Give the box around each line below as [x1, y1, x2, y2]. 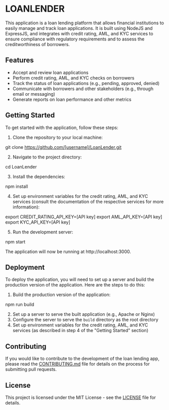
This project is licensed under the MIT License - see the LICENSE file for [5, 394, 156, 400]
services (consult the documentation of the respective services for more [12, 198, 164, 204]
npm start [5, 238, 26, 244]
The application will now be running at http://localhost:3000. [5, 249, 132, 255]
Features [5, 56, 34, 65]
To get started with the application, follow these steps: [5, 125, 119, 131]
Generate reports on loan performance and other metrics [12, 96, 132, 102]
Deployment [5, 263, 45, 271]
